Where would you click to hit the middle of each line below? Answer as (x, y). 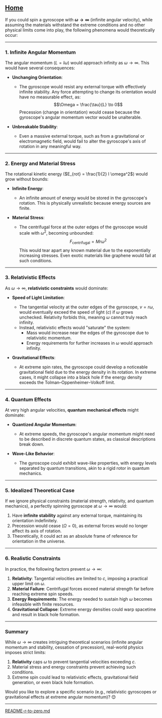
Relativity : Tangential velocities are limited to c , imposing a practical (80, 578)
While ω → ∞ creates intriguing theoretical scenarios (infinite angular (74, 642)
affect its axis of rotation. (37, 531)
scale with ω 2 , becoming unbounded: (56, 233)
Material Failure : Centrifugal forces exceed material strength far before (83, 589)
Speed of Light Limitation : (38, 297)
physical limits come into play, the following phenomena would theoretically (80, 30)
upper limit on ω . (29, 583)
